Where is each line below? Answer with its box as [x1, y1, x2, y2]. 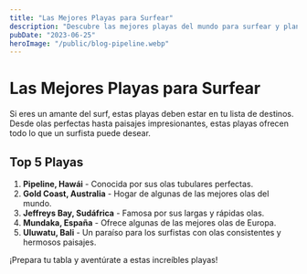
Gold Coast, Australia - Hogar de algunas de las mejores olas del [22, 188, 270, 199]
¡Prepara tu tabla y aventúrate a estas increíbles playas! [9, 255, 218, 265]
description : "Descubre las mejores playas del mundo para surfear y [9, 22, 281, 31]
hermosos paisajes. [22, 237, 97, 248]
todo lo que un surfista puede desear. [9, 128, 151, 139]
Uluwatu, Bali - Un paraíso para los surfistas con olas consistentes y [22, 227, 281, 237]
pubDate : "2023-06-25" [9, 30, 96, 39]
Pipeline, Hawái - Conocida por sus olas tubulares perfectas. [22, 179, 254, 189]
